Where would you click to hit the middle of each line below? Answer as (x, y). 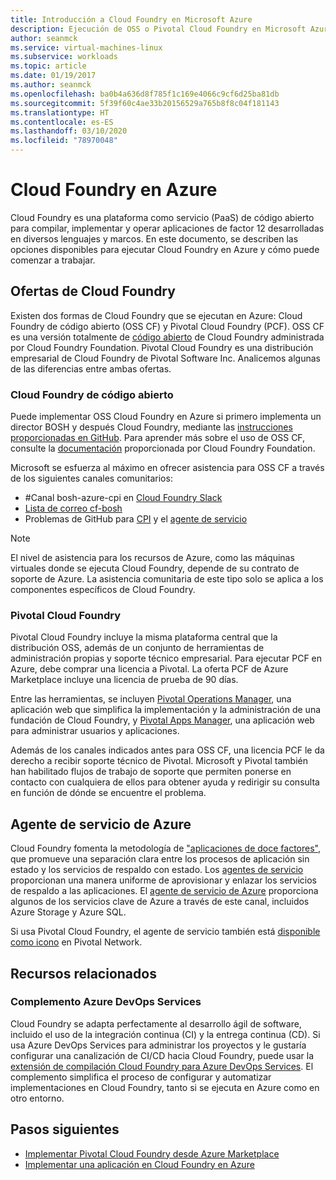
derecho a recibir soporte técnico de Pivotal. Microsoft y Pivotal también (159, 761)
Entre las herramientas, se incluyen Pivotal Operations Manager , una (151, 699)
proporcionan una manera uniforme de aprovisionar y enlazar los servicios (163, 880)
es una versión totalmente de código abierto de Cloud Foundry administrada (167, 337)
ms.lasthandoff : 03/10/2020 (69, 131)
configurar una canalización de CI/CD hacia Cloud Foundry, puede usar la (162, 1055)
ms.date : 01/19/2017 (53, 76)
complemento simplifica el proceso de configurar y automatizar (141, 1077)
